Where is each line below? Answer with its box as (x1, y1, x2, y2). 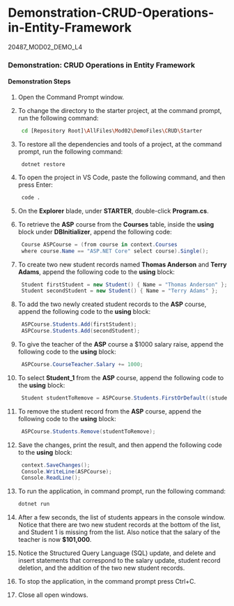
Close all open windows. (17, 591, 88, 599)
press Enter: (17, 180, 53, 189)
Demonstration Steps (8, 77, 71, 86)
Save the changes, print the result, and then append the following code (17, 441, 222, 449)
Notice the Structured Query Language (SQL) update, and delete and (17, 549, 217, 557)
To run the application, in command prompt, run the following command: (17, 487, 226, 496)
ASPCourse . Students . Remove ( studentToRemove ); (21, 427, 156, 435)
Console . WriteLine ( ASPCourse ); (21, 468, 112, 475)
